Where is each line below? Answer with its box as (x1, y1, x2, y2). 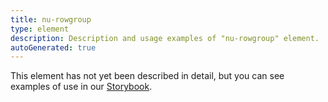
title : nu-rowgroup (10, 14, 92, 25)
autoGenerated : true (10, 42, 97, 53)
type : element (10, 24, 70, 34)
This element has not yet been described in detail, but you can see (10, 70, 285, 82)
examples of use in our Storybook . (10, 81, 153, 93)
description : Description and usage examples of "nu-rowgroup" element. (10, 33, 320, 43)
